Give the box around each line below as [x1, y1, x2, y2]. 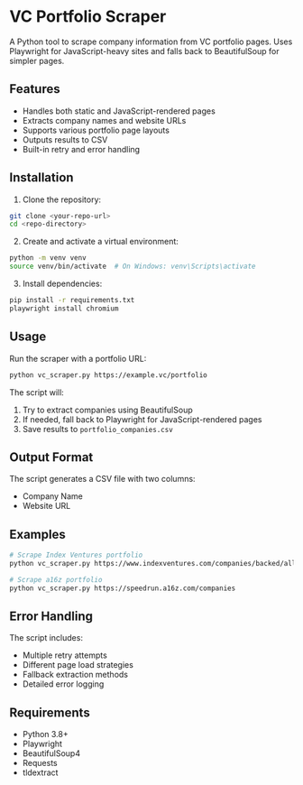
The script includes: [9, 633, 84, 643]
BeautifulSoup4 [22, 748, 81, 759]
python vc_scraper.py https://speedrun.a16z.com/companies [9, 584, 236, 593]
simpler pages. [9, 55, 65, 66]
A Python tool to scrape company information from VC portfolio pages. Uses [9, 36, 293, 47]
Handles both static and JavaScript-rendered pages [22, 106, 216, 116]
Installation [9, 170, 74, 186]
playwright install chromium [9, 304, 119, 313]
